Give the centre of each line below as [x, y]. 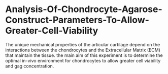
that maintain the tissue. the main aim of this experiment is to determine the [84, 55]
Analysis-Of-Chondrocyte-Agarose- [84, 9]
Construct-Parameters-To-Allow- [77, 20]
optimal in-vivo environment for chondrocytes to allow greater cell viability [83, 60]
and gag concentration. [30, 66]
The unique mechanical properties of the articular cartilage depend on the [83, 44]
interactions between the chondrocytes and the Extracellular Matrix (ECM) [83, 50]
